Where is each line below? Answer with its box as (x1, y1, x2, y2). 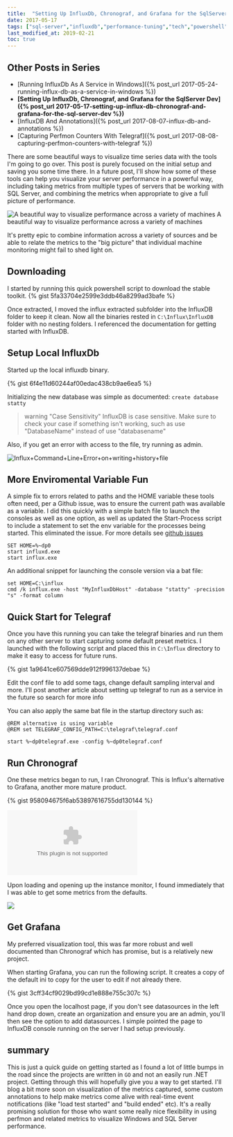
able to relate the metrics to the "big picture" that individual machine (7, 238, 202, 246)
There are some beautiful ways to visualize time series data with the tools (7, 152, 217, 160)
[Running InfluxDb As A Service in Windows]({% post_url (17, 80, 180, 88)
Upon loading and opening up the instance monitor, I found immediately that (7, 881, 225, 889)
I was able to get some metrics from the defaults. (7, 889, 148, 896)
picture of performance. (7, 196, 76, 205)
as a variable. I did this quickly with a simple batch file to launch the (7, 507, 200, 515)
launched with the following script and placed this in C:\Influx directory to (7, 644, 221, 653)
